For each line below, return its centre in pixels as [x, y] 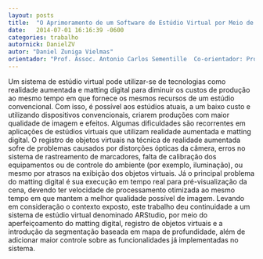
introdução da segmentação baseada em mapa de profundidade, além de [127, 232]
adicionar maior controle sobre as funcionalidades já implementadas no [123, 239]
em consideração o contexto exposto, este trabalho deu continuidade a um [129, 206]
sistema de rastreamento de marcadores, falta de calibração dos [112, 156]
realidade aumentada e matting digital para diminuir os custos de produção [129, 89]
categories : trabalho [43, 37]
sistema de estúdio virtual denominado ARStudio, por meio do [108, 215]
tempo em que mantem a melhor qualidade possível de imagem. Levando [126, 198]
